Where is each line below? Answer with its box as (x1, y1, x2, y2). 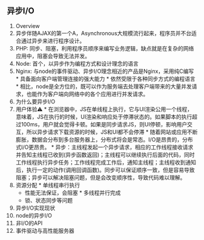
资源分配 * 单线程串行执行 (15, 181, 81, 188)
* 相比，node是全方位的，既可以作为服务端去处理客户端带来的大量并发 (15, 83, 192, 90)
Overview (15, 22, 40, 29)
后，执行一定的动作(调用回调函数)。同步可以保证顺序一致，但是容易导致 (15, 166, 196, 173)
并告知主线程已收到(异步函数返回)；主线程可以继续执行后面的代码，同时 (15, 151, 196, 158)
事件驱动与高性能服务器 (15, 227, 74, 234)
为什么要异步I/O (15, 98, 56, 105)
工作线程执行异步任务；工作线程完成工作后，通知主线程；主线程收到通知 (15, 159, 196, 166)
